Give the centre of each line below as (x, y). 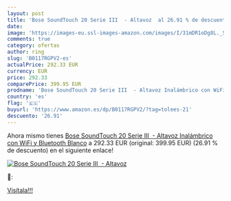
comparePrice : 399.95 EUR (44, 84)
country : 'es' (27, 97)
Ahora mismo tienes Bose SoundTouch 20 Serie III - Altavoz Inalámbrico (110, 136)
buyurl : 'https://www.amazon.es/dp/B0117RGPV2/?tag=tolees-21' (100, 109)
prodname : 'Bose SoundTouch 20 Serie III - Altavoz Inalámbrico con (109, 90)
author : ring (26, 52)
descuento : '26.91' (35, 116)
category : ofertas (33, 45)
